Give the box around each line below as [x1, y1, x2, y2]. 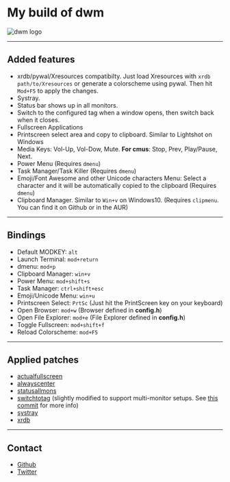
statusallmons [16, 387, 57, 395]
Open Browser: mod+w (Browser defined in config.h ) [16, 306, 162, 314]
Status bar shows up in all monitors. [16, 101, 118, 109]
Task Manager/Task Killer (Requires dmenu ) [16, 167, 137, 175]
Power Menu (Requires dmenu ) [16, 159, 101, 167]
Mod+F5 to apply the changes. [16, 86, 99, 95]
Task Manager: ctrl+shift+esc [16, 284, 104, 292]
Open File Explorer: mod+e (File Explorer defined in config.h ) [16, 313, 186, 322]
